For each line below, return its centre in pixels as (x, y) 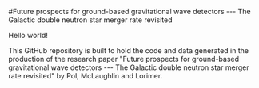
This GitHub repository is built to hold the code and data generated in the (129, 50)
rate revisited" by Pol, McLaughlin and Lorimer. (86, 76)
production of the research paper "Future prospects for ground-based (124, 59)
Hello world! (28, 35)
